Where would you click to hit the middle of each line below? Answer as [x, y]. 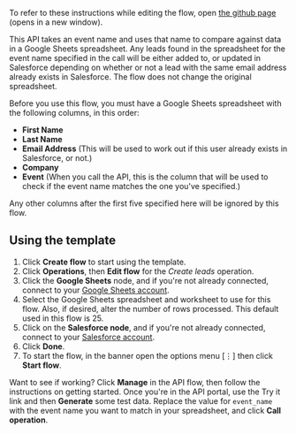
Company [40, 168]
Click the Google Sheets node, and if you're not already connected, [145, 280]
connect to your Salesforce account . [88, 337]
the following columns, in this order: [74, 113]
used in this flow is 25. [63, 318]
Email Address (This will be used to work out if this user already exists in [155, 148]
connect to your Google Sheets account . [95, 290]
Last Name [42, 139]
